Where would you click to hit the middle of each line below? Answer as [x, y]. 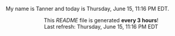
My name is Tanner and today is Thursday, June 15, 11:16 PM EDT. [87, 9]
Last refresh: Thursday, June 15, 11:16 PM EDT [101, 27]
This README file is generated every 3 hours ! [101, 20]
